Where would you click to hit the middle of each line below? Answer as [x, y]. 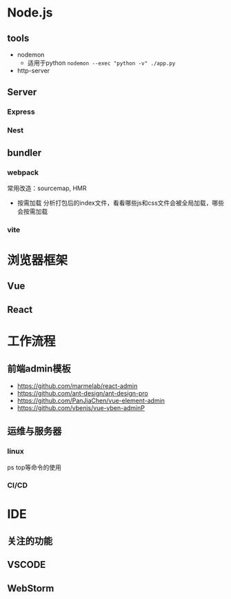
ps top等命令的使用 [34, 467]
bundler [24, 153]
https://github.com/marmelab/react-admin [77, 386]
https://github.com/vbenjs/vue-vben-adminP [81, 407]
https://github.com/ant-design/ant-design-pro [82, 393]
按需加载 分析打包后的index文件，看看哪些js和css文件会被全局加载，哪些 [121, 203]
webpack [23, 172]
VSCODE [27, 565]
